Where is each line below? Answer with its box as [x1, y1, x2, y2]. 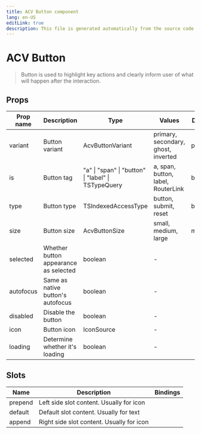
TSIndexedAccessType [83, 202, 148, 210]
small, [153, 219, 170, 227]
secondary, [153, 138, 185, 145]
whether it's [43, 342, 77, 351]
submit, [153, 202, 175, 210]
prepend [9, 398, 33, 406]
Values [159, 116, 179, 125]
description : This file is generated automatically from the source [6, 25, 181, 32]
